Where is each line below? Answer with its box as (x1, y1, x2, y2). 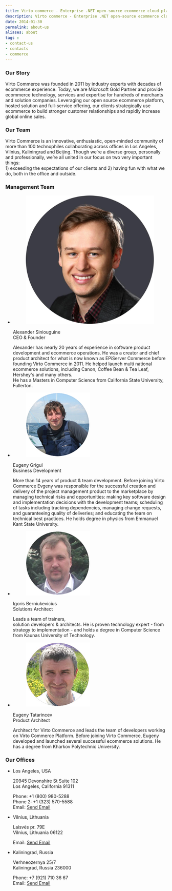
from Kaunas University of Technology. (12, 632, 96, 638)
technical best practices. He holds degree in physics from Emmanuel (12, 516, 158, 522)
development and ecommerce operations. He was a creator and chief (12, 349, 160, 356)
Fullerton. (12, 382, 33, 388)
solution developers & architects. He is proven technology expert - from (12, 621, 164, 627)
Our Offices (5, 756, 35, 763)
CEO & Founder (12, 334, 46, 341)
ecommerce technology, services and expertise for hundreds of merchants (5, 91, 164, 97)
